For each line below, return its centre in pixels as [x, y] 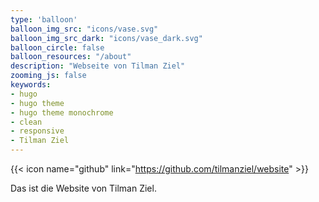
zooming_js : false [48, 76]
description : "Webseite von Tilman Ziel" [98, 66]
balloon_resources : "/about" [71, 57]
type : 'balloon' [44, 19]
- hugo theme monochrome [62, 112]
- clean [26, 122]
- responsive [37, 131]
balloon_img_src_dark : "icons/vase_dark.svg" [106, 38]
